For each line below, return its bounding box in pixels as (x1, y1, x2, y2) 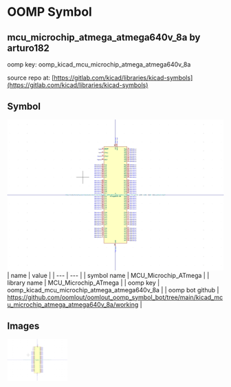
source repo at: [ (7, 73, 54, 82)
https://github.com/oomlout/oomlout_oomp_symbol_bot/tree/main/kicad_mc (7, 293, 223, 301)
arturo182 (7, 42, 50, 54)
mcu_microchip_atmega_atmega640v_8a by (7, 32, 201, 43)
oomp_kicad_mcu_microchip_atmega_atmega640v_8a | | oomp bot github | (7, 285, 219, 294)
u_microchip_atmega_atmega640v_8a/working (7, 300, 139, 309)
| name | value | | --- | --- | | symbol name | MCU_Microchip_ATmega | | (7, 271, 210, 279)
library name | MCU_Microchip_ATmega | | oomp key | (7, 279, 160, 287)
